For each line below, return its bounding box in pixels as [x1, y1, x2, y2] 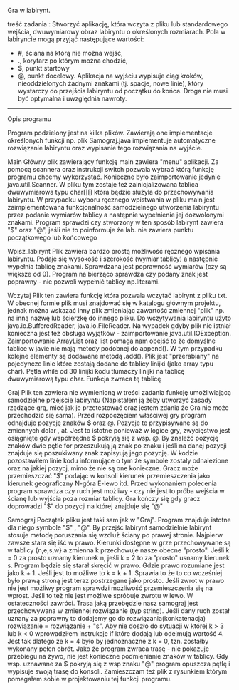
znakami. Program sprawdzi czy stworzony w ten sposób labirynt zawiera [7, 218, 224, 227]
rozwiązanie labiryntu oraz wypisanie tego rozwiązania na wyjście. [7, 144, 203, 152]
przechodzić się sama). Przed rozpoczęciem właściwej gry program [7, 411, 206, 419]
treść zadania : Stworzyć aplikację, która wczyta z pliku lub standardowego [7, 20, 228, 28]
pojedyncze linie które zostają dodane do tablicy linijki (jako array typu [7, 359, 213, 368]
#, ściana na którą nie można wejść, [17, 49, 123, 57]
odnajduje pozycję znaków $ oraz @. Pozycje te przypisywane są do [7, 418, 208, 427]
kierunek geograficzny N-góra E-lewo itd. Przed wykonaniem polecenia [7, 479, 217, 488]
